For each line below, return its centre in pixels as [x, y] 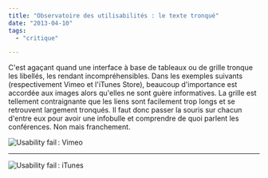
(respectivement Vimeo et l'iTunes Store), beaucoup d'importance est [123, 85]
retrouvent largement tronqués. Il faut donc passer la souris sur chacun [125, 110]
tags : [17, 30]
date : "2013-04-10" [41, 23]
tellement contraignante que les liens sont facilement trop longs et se [122, 101]
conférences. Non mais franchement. [69, 127]
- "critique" [37, 38]
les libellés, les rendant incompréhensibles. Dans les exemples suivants [126, 76]
